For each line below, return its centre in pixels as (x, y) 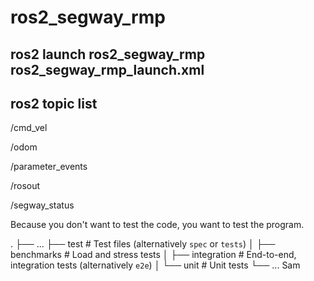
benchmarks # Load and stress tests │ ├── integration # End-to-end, (153, 255)
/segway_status (42, 205)
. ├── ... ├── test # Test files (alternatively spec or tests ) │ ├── (143, 244)
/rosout (25, 186)
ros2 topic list (54, 103)
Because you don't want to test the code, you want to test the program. (157, 225)
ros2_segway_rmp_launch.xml (107, 69)
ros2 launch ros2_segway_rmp (108, 54)
